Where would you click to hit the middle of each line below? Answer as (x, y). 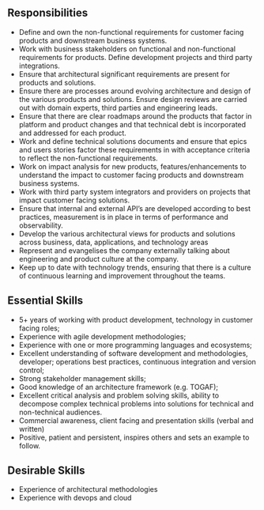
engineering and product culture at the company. (99, 259)
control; (32, 370)
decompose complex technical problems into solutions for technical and (136, 403)
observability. (41, 225)
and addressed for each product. (73, 133)
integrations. (39, 66)
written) (32, 429)
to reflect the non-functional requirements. (89, 158)
